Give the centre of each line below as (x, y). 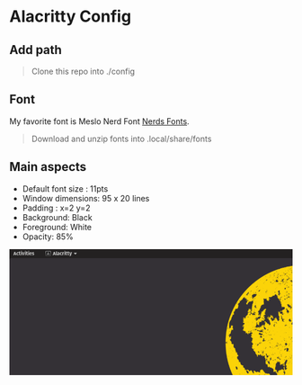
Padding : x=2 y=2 (56, 208)
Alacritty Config (71, 17)
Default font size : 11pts (65, 188)
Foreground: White (57, 227)
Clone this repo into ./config (83, 71)
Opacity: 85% (48, 237)
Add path (36, 50)
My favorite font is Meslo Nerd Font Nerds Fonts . (100, 121)
